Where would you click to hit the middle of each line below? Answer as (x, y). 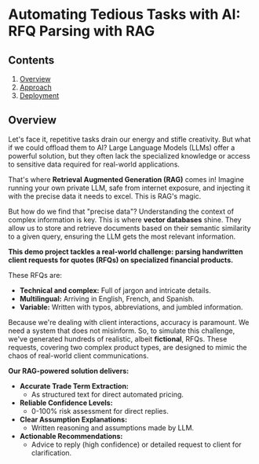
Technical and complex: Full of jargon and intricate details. (115, 290)
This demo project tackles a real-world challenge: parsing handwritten (126, 251)
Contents (31, 60)
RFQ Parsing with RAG (82, 31)
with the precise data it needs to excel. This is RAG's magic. (105, 196)
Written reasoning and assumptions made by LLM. (113, 427)
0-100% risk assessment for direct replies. (100, 411)
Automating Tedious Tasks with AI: (124, 15)
